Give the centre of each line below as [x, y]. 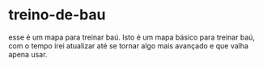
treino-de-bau [57, 15]
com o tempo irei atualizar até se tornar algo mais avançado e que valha [129, 45]
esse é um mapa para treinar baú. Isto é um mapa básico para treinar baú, [132, 37]
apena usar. [28, 54]
